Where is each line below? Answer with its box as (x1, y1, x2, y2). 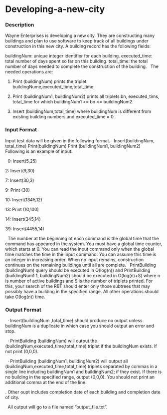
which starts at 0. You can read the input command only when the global (5, 246, 155, 252)
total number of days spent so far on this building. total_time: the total (5, 58, 148, 64)
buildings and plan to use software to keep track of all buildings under (5, 38, 149, 44)
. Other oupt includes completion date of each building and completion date (5, 389, 161, 395)
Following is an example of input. (5, 148, 73, 154)
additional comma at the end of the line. (5, 380, 87, 386)
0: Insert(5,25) (7, 158, 37, 164)
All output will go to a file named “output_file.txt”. (7, 404, 108, 410)
